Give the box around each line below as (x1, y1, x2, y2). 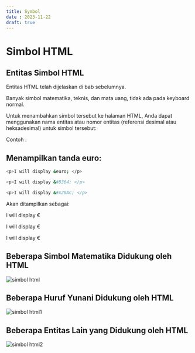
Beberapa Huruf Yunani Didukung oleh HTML (6, 293, 174, 303)
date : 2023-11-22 (6, 14, 51, 20)
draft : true (6, 19, 35, 25)
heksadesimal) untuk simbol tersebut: (6, 125, 97, 132)
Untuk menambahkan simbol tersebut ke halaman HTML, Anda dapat (6, 112, 173, 119)
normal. (6, 101, 25, 108)
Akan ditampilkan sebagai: (6, 200, 70, 207)
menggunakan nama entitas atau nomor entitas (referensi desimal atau (6, 118, 177, 126)
